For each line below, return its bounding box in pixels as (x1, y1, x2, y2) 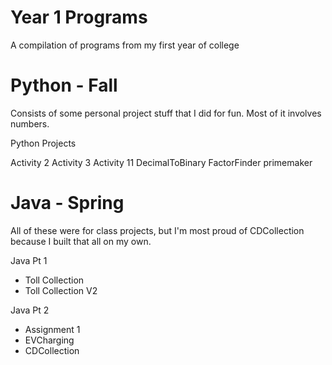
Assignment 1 (24, 323, 81, 335)
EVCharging (24, 334, 75, 346)
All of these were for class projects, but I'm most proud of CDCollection (10, 224, 305, 236)
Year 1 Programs (10, 6, 148, 29)
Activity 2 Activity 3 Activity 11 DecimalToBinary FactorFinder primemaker (10, 156, 313, 168)
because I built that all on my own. (10, 235, 152, 247)
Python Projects (10, 137, 77, 149)
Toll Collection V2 (24, 284, 98, 296)
